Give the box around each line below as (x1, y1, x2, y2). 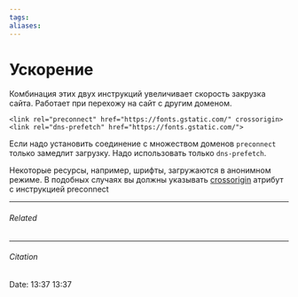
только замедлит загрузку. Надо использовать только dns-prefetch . (9, 148, 267, 159)
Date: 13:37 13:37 (9, 278, 73, 289)
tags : (9, 12, 29, 22)
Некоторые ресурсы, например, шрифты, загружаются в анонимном (9, 165, 271, 176)
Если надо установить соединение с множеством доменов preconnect (9, 138, 277, 149)
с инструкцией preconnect (9, 184, 109, 195)
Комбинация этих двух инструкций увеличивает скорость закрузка (9, 89, 266, 99)
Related (9, 213, 37, 223)
